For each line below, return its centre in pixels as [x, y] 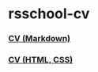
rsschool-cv [49, 14]
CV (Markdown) [40, 39]
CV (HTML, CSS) [41, 60]
